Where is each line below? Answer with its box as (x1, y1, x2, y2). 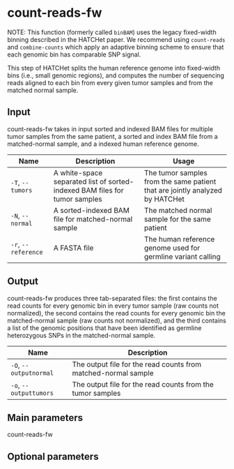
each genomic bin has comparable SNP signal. (7, 50, 141, 59)
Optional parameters (7, 450, 99, 462)
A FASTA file (53, 243, 94, 253)
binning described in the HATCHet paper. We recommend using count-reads (7, 35, 226, 43)
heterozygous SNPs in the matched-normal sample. (7, 331, 155, 339)
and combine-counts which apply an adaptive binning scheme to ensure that (7, 43, 224, 51)
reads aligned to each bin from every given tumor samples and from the (7, 78, 214, 87)
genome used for (143, 243, 201, 253)
